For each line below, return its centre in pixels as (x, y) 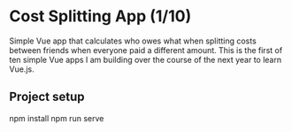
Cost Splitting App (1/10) (100, 16)
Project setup (47, 97)
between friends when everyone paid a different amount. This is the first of (146, 50)
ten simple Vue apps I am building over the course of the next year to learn (145, 59)
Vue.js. (22, 69)
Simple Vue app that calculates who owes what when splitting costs (133, 41)
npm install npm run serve (57, 118)
